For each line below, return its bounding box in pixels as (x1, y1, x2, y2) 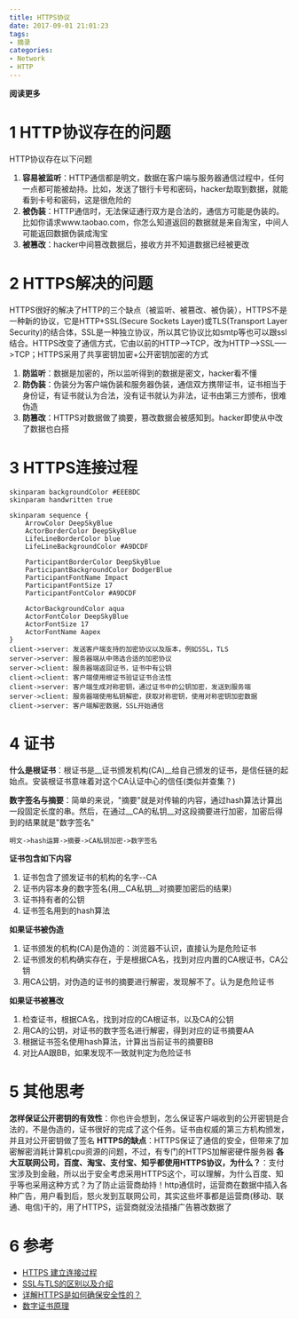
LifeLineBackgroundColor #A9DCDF (25, 542, 149, 551)
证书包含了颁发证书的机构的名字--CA (21, 871, 158, 882)
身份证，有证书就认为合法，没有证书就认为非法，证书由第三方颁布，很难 (21, 390, 286, 401)
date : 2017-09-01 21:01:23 (9, 21, 109, 30)
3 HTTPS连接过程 (9, 457, 138, 478)
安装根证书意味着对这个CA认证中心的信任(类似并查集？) (32, 775, 236, 786)
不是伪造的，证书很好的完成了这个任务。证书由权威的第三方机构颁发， (32, 1124, 289, 1134)
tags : (9, 29, 29, 38)
